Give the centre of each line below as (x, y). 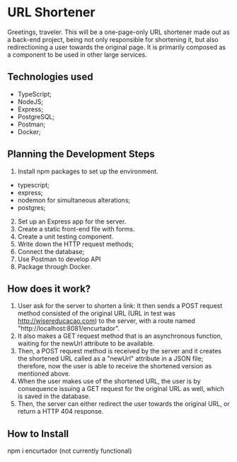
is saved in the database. (54, 396)
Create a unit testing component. (65, 236)
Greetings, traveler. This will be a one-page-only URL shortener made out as (118, 32)
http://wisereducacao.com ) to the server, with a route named (106, 321)
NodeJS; (30, 101)
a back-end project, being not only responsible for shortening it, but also (113, 39)
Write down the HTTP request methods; (76, 244)
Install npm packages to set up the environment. (88, 171)
